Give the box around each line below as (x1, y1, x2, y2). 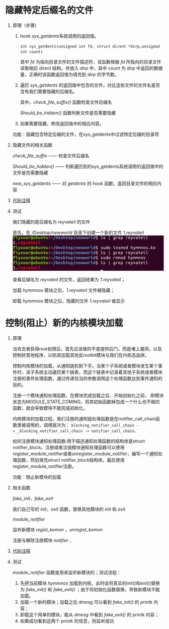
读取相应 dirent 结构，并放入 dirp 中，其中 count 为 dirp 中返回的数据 (20, 65, 163, 71)
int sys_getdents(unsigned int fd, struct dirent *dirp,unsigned (20, 44, 160, 49)
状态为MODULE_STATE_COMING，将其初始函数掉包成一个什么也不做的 (12, 399, 160, 405)
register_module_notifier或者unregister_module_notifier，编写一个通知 (12, 451, 158, 457)
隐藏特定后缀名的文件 (5, 5, 94, 16)
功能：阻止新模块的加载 (12, 474, 61, 480)
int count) (20, 49, 43, 54)
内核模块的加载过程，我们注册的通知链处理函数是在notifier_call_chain (12, 415, 156, 421)
